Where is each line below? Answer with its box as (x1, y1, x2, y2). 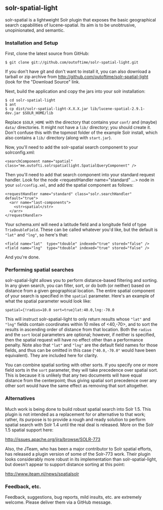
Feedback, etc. (5, 483, 41, 490)
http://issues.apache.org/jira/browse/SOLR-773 (5, 436, 101, 442)
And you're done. (5, 254, 40, 260)
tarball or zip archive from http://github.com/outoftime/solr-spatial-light (5, 74, 148, 80)
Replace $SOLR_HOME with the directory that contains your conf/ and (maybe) (5, 119, 158, 125)
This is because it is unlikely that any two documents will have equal (5, 372, 143, 378)
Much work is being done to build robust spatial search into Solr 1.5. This (5, 406, 151, 412)
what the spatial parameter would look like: (5, 298, 92, 304)
